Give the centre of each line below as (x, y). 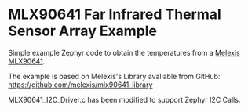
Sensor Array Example (83, 31)
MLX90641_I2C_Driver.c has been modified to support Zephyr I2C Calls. (124, 99)
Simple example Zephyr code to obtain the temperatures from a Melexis (124, 52)
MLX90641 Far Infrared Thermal (115, 14)
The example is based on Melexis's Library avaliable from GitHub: (114, 76)
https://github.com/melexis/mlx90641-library (80, 85)
